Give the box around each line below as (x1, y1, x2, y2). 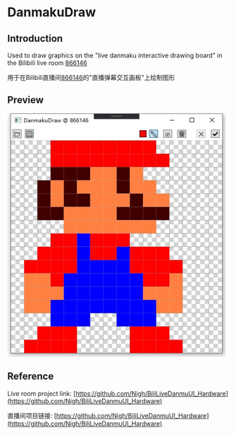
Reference (7, 371, 54, 383)
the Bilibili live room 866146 (7, 59, 87, 67)
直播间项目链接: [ (7, 411, 57, 419)
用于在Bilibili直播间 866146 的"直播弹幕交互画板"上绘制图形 (7, 74, 175, 81)
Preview (7, 94, 44, 106)
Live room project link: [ (7, 389, 76, 398)
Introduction (7, 33, 63, 45)
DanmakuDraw (7, 4, 97, 21)
